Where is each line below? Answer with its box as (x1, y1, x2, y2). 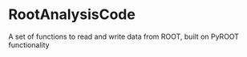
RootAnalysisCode (8, 6, 136, 24)
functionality (8, 40, 50, 49)
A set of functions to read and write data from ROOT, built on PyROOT (8, 32, 239, 41)
